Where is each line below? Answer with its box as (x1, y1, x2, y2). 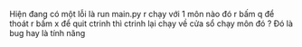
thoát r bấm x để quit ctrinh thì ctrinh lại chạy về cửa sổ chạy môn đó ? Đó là (9, 18, 294, 29)
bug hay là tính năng (9, 28, 86, 38)
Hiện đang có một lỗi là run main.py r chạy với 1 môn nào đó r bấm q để (9, 9, 275, 19)
